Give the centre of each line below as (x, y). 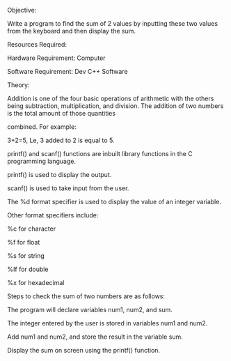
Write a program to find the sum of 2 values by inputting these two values (112, 23)
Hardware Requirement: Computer (56, 58)
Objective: (22, 10)
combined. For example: (42, 127)
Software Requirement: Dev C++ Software (67, 71)
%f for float (24, 242)
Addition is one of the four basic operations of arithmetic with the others (111, 98)
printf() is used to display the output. (59, 175)
